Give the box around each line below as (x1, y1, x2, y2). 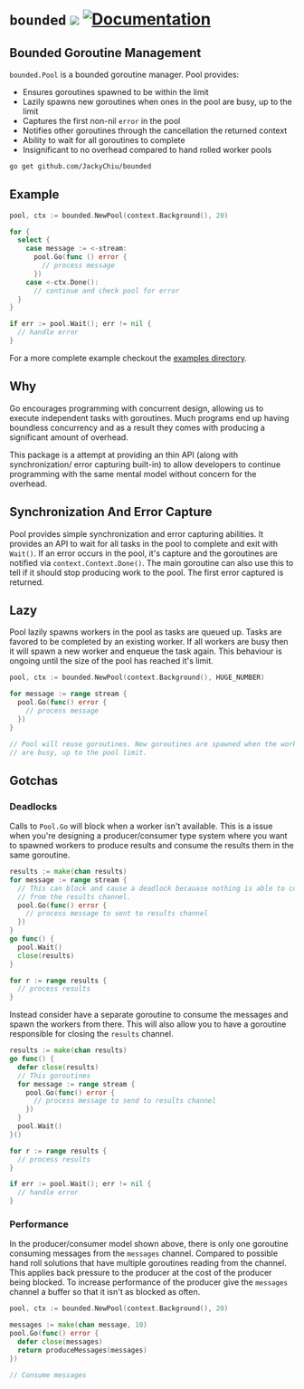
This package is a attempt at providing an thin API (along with (9, 449, 238, 460)
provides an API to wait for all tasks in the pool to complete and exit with (9, 538, 279, 549)
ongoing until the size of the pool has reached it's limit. (9, 656, 214, 666)
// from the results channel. (17, 892, 131, 901)
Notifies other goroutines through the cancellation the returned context (22, 125, 288, 136)
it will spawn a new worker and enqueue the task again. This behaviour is (9, 646, 282, 656)
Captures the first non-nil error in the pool (22, 116, 181, 126)
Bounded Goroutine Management (9, 45, 202, 61)
